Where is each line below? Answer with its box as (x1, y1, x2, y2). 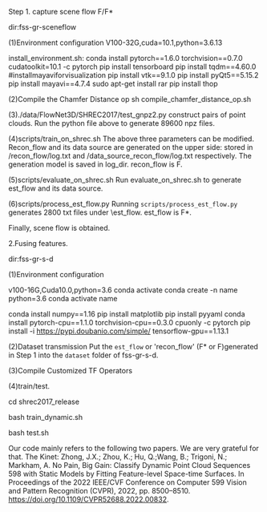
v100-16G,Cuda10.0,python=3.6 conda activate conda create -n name (8, 285, 238, 295)
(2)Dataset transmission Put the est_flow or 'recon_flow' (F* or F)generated (8, 342, 259, 351)
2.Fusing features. (8, 239, 68, 248)
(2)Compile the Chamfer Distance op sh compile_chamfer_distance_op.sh (8, 95, 251, 103)
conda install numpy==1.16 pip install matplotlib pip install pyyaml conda (8, 309, 246, 319)
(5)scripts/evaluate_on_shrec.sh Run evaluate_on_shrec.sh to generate (8, 175, 242, 184)
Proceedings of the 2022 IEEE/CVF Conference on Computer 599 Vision (8, 478, 247, 487)
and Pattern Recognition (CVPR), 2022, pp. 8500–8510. (8, 486, 191, 495)
